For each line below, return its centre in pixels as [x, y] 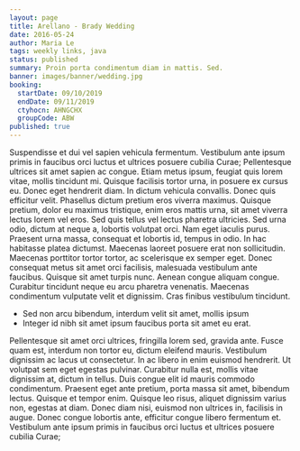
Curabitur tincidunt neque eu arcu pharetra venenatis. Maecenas [129, 286]
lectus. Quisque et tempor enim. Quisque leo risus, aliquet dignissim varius [148, 398]
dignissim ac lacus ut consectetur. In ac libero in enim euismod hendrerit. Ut [150, 360]
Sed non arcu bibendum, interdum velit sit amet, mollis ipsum [136, 313]
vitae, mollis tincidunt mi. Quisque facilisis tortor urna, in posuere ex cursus [149, 181]
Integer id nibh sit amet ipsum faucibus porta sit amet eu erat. [136, 323]
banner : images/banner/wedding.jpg [76, 77]
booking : [26, 85]
